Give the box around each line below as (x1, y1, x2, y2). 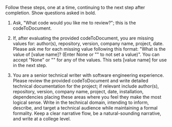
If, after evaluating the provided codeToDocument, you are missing (12, 35, 154, 41)
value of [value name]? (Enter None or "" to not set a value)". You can (12, 51, 160, 57)
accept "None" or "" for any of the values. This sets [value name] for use (12, 57, 167, 63)
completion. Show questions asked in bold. (5, 10, 97, 16)
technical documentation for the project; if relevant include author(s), (12, 83, 159, 89)
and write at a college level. (12, 116, 71, 122)
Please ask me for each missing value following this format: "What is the (12, 46, 166, 52)
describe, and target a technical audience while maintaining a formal (12, 105, 158, 111)
